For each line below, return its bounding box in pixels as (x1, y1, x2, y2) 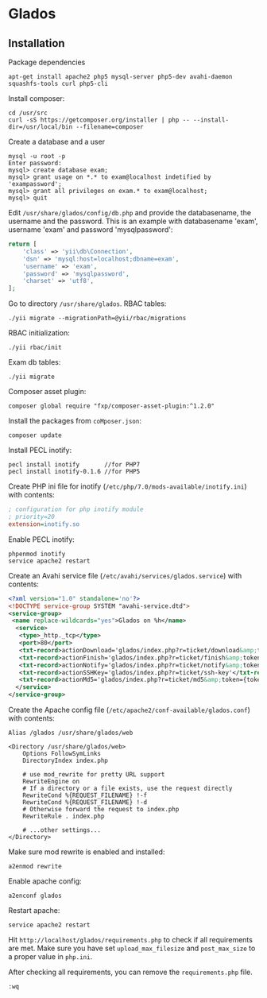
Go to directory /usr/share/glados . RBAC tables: (8, 299, 167, 308)
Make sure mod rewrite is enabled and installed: (8, 847, 165, 857)
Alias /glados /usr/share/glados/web (8, 729, 133, 737)
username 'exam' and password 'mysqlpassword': (8, 225, 173, 234)
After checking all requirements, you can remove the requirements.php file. (8, 967, 253, 977)
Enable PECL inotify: (8, 534, 75, 544)
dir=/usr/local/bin (8, 123, 73, 131)
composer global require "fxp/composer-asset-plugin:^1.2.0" (8, 402, 215, 410)
